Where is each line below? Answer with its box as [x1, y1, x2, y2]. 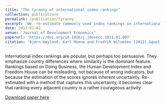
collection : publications [5, 12, 58, 17]
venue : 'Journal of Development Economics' [5, 30, 96, 35]
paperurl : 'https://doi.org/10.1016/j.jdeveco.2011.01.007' [5, 35, 132, 40]
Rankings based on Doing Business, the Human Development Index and [5, 63, 151, 69]
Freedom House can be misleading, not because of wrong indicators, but [5, 69, 154, 75]
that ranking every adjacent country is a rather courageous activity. [5, 85, 142, 91]
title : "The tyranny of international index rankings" [5, 7, 121, 12]
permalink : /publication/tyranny [5, 16, 74, 21]
